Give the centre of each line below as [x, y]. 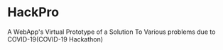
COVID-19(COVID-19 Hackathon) [55, 39]
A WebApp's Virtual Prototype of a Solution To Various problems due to [111, 32]
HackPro [33, 12]
